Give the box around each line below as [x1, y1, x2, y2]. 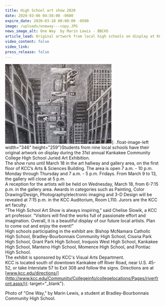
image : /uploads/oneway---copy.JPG [5, 24, 78, 29]
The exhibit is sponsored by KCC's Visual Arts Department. [5, 254, 124, 260]
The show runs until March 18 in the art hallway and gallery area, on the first [5, 160, 159, 166]
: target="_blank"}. [27, 280, 65, 286]
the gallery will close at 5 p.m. [5, 175, 66, 182]
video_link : [5, 44, 29, 49]
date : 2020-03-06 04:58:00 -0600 [5, 13, 74, 18]
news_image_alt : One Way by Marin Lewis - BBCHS [5, 29, 109, 34]
